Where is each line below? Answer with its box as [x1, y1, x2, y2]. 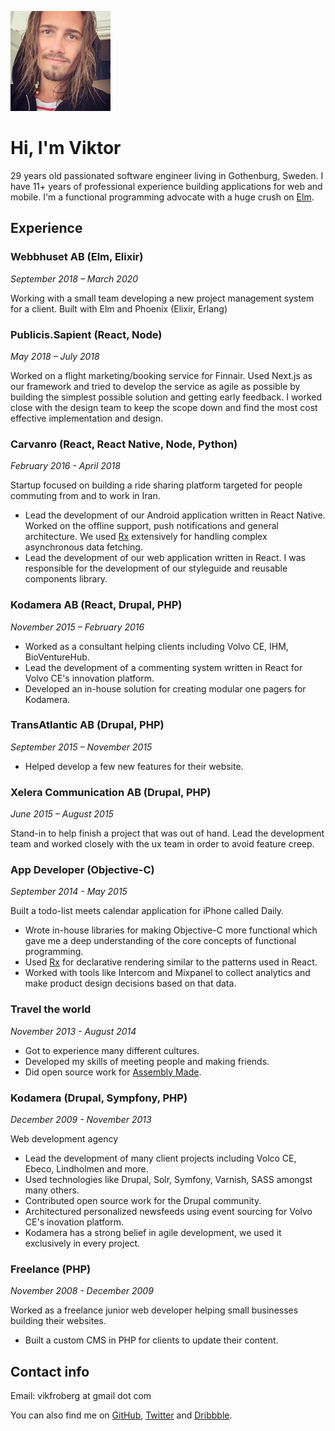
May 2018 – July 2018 [10, 350, 100, 362]
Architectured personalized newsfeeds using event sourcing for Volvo [24, 1206, 313, 1217]
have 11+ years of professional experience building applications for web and [10, 180, 323, 192]
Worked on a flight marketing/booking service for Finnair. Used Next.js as [10, 369, 313, 381]
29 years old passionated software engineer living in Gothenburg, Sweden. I [10, 169, 324, 181]
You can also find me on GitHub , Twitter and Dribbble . [10, 1409, 233, 1421]
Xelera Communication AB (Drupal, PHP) [10, 785, 212, 799]
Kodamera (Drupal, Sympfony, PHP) [10, 1091, 188, 1105]
